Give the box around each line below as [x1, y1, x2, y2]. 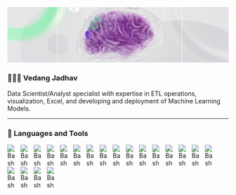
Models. [7, 104, 31, 113]
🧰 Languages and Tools [7, 128, 88, 138]
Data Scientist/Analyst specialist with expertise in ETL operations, [7, 89, 197, 98]
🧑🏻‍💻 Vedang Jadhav [7, 73, 78, 83]
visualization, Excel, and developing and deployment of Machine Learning [7, 96, 221, 105]
